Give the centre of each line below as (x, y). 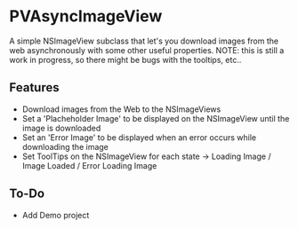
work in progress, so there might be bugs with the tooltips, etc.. (125, 59)
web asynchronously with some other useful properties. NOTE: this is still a (147, 50)
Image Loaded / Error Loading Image (89, 165)
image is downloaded (61, 128)
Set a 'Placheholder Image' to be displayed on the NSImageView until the (156, 118)
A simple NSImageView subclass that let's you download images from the (144, 41)
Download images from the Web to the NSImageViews (121, 109)
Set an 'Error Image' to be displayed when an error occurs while (139, 137)
